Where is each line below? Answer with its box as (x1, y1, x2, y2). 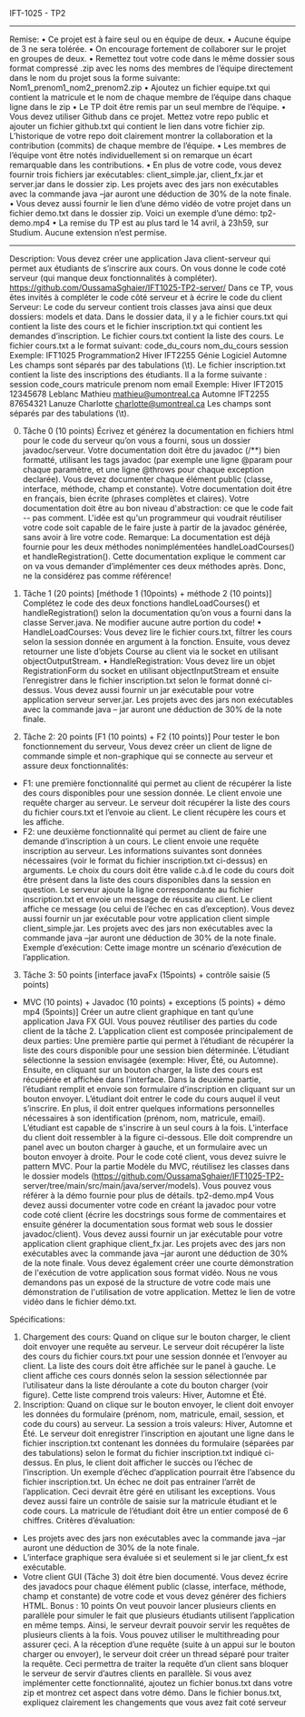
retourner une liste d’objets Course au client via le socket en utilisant (22, 646, 279, 657)
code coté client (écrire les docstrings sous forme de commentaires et (22, 1210, 286, 1220)
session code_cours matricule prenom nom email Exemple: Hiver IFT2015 (9, 379, 284, 389)
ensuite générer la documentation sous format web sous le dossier (22, 1219, 273, 1230)
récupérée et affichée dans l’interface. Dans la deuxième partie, (22, 1074, 261, 1085)
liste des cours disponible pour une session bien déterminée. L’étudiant (22, 1045, 290, 1056)
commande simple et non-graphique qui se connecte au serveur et (22, 750, 274, 761)
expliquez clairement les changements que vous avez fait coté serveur (22, 1697, 288, 1708)
